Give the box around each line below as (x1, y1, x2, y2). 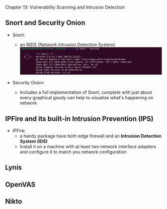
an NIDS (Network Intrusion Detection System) (19, 41, 115, 47)
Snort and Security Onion (5, 18, 85, 27)
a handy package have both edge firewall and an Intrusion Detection (19, 133, 162, 139)
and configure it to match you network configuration (19, 149, 127, 155)
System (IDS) (19, 138, 48, 144)
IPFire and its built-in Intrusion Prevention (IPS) (5, 114, 154, 123)
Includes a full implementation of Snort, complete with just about (19, 89, 153, 95)
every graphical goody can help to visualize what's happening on (19, 95, 154, 101)
